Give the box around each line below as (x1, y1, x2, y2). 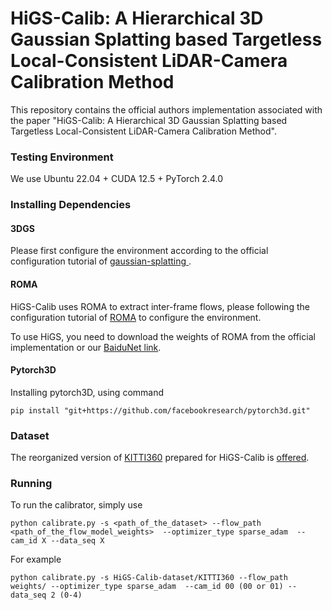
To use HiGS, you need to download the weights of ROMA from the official (10, 330, 316, 342)
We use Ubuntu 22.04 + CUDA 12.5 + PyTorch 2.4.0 (10, 173, 224, 185)
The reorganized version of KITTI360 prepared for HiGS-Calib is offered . (10, 452, 310, 464)
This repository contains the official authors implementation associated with (10, 103, 323, 116)
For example (10, 553, 62, 566)
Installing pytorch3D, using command (10, 386, 165, 398)
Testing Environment (10, 150, 114, 164)
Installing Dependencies (10, 198, 132, 212)
